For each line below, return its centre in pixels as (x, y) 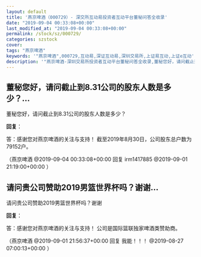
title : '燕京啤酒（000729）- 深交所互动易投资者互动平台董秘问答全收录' (87, 17)
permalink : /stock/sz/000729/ (44, 34)
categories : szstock (32, 39)
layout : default (26, 12)
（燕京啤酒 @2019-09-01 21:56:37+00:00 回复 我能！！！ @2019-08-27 (95, 241)
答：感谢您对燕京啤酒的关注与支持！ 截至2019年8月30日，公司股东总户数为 (99, 139)
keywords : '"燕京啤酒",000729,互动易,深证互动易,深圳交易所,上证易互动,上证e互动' (100, 56)
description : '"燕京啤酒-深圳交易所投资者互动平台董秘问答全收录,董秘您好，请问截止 (100, 61)
